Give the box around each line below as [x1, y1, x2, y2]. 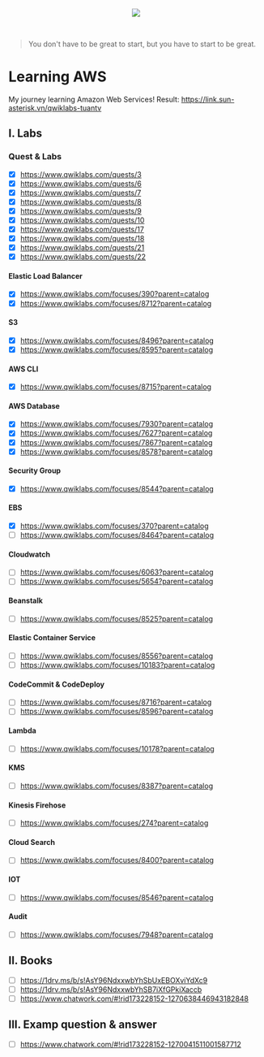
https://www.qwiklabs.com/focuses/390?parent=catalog [19, 289, 210, 299]
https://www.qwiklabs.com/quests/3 [19, 169, 142, 179]
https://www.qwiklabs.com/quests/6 [19, 179, 142, 188]
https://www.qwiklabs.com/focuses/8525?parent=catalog [19, 613, 213, 623]
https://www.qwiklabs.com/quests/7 [19, 188, 142, 197]
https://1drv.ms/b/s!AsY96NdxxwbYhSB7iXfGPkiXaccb [19, 984, 202, 994]
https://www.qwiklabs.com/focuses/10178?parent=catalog [19, 743, 215, 753]
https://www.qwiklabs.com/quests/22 [19, 252, 147, 262]
